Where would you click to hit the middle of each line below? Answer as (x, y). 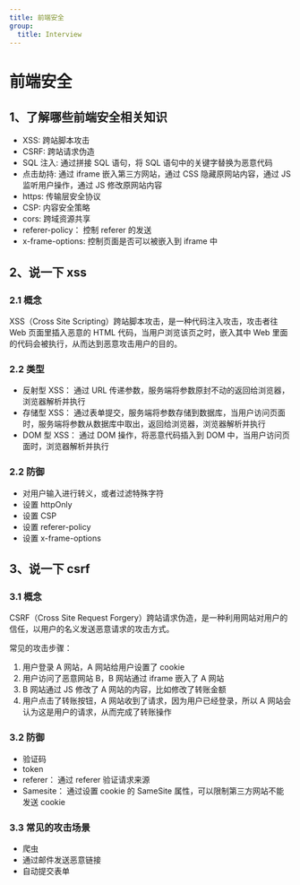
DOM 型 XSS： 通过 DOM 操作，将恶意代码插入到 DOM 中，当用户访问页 (156, 435)
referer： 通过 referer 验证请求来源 (86, 779)
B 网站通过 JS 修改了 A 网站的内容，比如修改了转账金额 (124, 690)
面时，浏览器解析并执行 (65, 447)
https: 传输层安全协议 (61, 196)
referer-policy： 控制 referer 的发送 (87, 230)
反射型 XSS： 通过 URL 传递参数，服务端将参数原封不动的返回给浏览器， (156, 390)
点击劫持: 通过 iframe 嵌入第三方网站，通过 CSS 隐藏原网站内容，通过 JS (156, 174)
